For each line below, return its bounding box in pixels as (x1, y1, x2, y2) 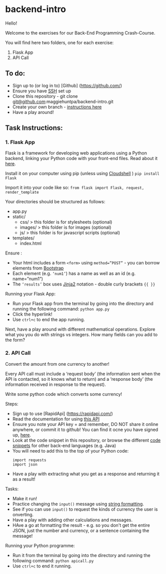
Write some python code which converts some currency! (5, 391, 122, 397)
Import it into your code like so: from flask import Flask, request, (5, 185, 144, 191)
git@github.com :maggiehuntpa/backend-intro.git (12, 98, 113, 104)
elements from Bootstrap (12, 265, 64, 271)
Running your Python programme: (5, 542, 75, 548)
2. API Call (5, 350, 31, 357)
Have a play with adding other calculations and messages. (12, 517, 132, 523)
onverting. (12, 511, 34, 517)
